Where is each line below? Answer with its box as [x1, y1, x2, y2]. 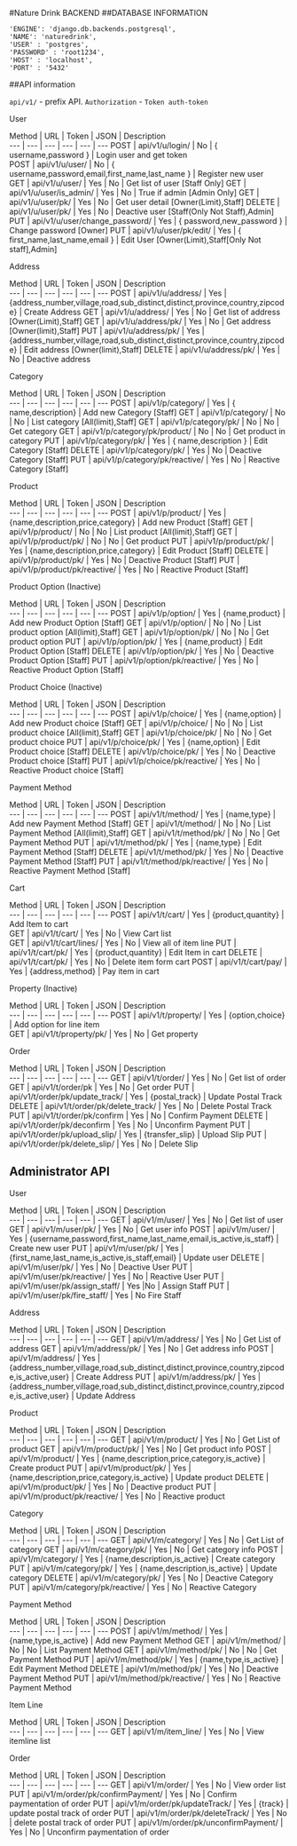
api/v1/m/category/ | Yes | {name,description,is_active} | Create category [9, 1553, 276, 1564]
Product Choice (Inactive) [9, 682, 103, 692]
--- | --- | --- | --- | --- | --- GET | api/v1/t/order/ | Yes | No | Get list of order [9, 1073, 286, 1082]
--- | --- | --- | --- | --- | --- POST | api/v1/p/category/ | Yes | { [9, 398, 236, 408]
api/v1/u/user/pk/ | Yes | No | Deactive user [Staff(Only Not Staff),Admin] [9, 206, 275, 217]
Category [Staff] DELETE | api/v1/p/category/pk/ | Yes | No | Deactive [9, 445, 262, 456]
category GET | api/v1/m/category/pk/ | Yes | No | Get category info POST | [9, 1544, 284, 1555]
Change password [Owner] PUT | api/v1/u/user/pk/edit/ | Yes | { [9, 226, 242, 235]
